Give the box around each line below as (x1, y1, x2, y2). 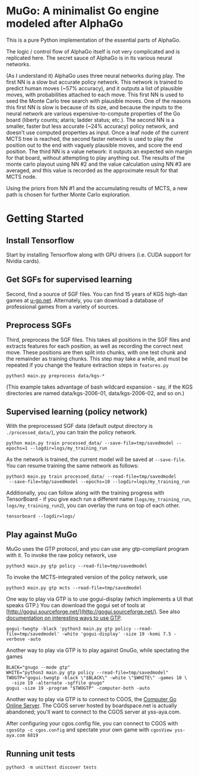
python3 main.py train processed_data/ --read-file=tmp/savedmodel (6, 474, 177, 480)
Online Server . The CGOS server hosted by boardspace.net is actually (6, 702, 177, 709)
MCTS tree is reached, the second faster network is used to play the (6, 135, 173, 142)
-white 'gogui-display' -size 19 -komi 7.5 (62, 631, 171, 637)
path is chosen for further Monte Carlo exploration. (6, 191, 131, 198)
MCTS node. (6, 173, 37, 180)
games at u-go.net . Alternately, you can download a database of (6, 296, 164, 304)
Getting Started (6, 212, 84, 225)
